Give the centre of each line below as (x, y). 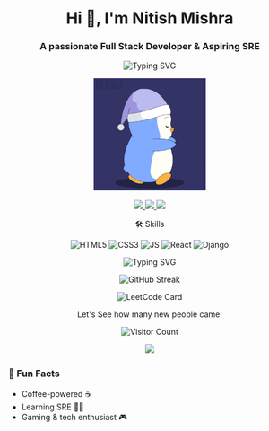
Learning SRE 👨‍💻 (52, 407)
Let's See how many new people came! (150, 314)
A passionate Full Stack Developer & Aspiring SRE (150, 47)
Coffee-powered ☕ (56, 393)
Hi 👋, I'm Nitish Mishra (150, 18)
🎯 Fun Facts (34, 374)
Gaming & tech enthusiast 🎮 (74, 417)
